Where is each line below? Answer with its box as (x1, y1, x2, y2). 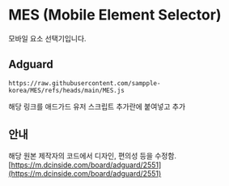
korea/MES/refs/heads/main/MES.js (8, 86, 125, 94)
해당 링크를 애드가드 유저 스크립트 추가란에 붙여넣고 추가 (8, 102, 186, 111)
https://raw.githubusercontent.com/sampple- (8, 79, 161, 87)
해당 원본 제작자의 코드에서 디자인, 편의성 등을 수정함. (8, 150, 176, 160)
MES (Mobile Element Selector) (8, 6, 222, 24)
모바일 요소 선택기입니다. (8, 33, 87, 43)
